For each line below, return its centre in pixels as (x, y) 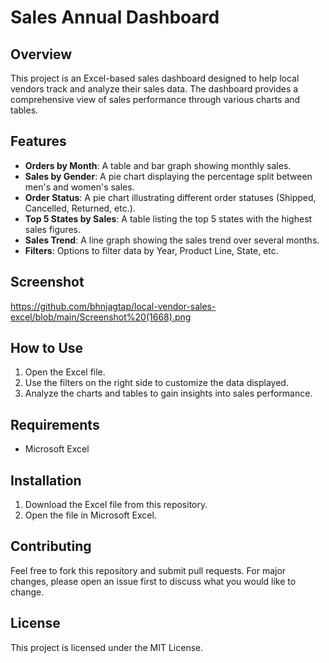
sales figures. (52, 229)
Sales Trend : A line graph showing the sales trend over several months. (172, 240)
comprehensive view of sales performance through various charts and (155, 99)
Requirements (55, 424)
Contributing (51, 546)
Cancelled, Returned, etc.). (80, 208)
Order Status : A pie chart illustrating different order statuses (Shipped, (170, 197)
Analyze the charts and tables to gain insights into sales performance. (168, 393)
